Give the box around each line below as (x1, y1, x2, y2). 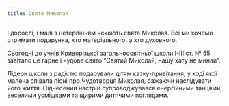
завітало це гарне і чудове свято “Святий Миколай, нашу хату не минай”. (7, 56, 221, 65)
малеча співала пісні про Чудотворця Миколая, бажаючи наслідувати (7, 76, 212, 85)
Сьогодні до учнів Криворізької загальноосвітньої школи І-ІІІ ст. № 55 (7, 49, 211, 57)
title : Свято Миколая (7, 10, 69, 17)
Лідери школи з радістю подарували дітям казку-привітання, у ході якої (7, 69, 217, 77)
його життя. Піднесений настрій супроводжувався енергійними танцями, (7, 84, 222, 92)
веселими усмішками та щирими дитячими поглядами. (7, 91, 169, 99)
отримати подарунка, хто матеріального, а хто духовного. (7, 35, 178, 44)
